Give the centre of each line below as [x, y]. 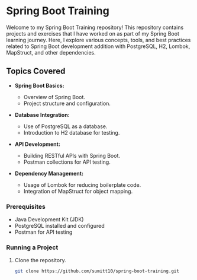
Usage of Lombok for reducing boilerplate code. [82, 184]
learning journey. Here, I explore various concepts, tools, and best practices [98, 40]
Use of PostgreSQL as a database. [65, 126]
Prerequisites [26, 206]
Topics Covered [36, 71]
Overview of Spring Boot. [54, 97]
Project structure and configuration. [67, 103]
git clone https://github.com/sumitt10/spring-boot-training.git [97, 271]
